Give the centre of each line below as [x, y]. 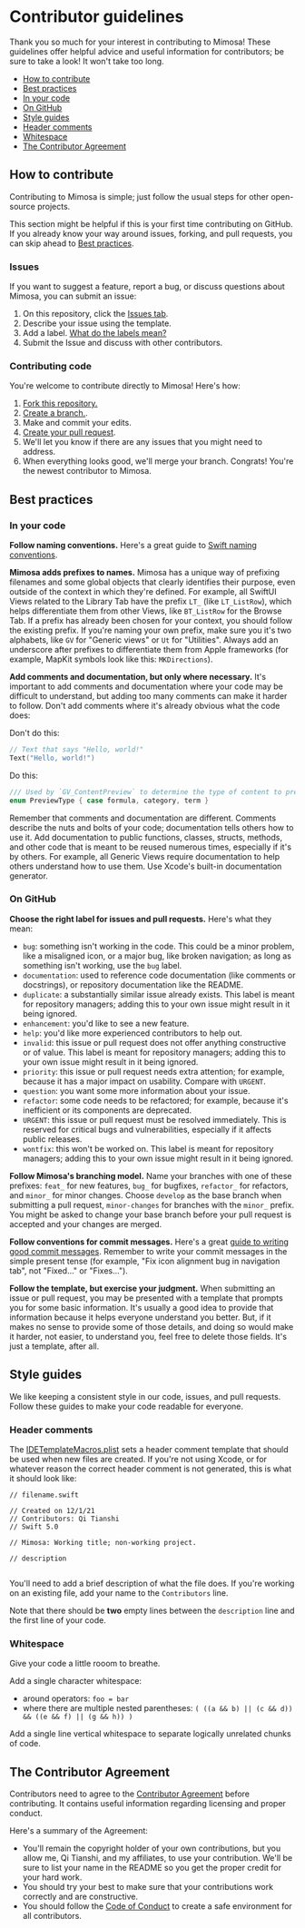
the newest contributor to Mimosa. [87, 471]
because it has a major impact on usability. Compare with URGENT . [144, 1081]
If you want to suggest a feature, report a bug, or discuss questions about [148, 287]
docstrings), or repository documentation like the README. [133, 984]
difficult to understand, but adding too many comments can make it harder [148, 696]
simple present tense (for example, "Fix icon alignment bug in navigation [145, 1261]
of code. [25, 1744]
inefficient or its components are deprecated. [107, 1110]
